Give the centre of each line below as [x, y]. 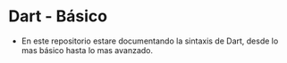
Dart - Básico [58, 16]
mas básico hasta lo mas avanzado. [87, 50]
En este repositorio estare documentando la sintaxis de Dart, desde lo [150, 41]
